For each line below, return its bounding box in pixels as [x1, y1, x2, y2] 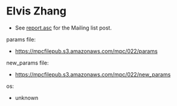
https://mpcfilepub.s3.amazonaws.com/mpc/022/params [14, 47, 158, 55]
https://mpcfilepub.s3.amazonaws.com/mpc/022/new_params [14, 70, 171, 78]
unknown [14, 94, 39, 101]
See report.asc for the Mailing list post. [14, 24, 112, 31]
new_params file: [6, 59, 49, 66]
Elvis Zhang [6, 4, 66, 18]
